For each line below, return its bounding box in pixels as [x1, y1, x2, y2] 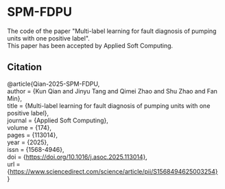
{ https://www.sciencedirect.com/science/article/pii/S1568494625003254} [7, 167, 218, 175]
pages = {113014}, [7, 131, 58, 139]
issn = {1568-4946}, [7, 145, 64, 153]
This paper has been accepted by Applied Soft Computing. [7, 41, 174, 49]
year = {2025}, [7, 138, 49, 146]
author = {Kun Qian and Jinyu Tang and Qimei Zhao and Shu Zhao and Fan [7, 87, 218, 95]
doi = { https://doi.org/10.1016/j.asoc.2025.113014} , [7, 153, 147, 161]
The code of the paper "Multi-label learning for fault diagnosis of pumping [7, 27, 217, 35]
